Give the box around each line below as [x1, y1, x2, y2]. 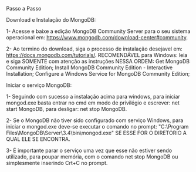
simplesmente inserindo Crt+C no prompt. [6, 160, 108, 166]
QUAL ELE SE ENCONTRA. [6, 136, 70, 143]
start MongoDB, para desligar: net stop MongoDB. [6, 106, 127, 112]
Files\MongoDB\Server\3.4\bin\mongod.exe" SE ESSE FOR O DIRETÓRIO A [6, 129, 187, 136]
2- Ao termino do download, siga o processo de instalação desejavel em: [6, 45, 183, 52]
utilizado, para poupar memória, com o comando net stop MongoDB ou [6, 153, 178, 160]
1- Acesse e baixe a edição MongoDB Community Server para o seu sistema [6, 28, 191, 35]
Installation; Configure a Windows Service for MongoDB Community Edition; [6, 70, 190, 77]
